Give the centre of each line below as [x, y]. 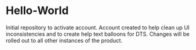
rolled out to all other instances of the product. [64, 40]
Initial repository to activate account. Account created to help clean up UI [98, 27]
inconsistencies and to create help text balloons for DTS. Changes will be [98, 34]
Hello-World [37, 11]
